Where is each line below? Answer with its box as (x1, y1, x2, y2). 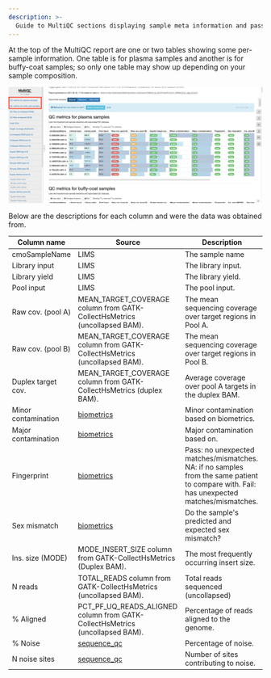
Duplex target (11, 377, 57, 387)
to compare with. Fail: (185, 479, 256, 489)
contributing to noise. (185, 659, 256, 668)
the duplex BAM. (185, 390, 240, 399)
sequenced (185, 582, 223, 592)
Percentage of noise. (185, 638, 254, 648)
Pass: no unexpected (185, 444, 255, 454)
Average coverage (185, 373, 246, 382)
